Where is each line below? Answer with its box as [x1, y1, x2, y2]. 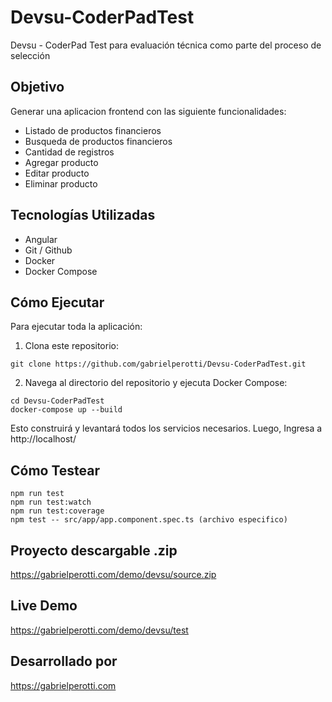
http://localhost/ [10, 433, 77, 445]
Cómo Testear [10, 462, 101, 479]
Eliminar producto [24, 177, 98, 190]
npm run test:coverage [10, 506, 105, 516]
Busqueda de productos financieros [24, 135, 173, 147]
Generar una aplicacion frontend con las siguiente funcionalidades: [10, 105, 287, 117]
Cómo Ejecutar [10, 294, 105, 311]
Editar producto [24, 167, 90, 179]
